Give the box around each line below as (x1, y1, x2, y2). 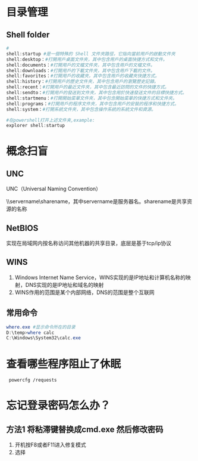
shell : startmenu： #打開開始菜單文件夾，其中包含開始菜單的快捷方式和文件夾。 (6, 95, 177, 101)
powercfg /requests (8, 377, 58, 383)
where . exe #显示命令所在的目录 (6, 324, 76, 330)
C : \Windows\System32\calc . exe (6, 335, 81, 341)
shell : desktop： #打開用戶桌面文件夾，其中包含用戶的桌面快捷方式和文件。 (6, 56, 168, 63)
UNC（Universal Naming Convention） (6, 185, 102, 193)
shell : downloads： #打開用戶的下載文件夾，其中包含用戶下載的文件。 (6, 67, 155, 73)
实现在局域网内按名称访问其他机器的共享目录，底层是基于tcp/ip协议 (6, 240, 172, 247)
